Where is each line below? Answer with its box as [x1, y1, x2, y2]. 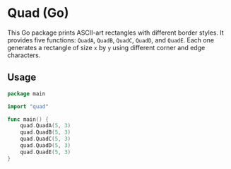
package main [7, 90, 46, 97]
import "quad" [7, 103, 49, 110]
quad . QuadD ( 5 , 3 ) [20, 142, 71, 149]
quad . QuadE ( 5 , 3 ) [20, 148, 71, 156]
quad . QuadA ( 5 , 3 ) [20, 122, 71, 129]
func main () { [7, 115, 49, 123]
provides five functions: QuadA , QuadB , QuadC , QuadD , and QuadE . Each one [7, 35, 214, 44]
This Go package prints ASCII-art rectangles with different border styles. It [7, 28, 224, 37]
